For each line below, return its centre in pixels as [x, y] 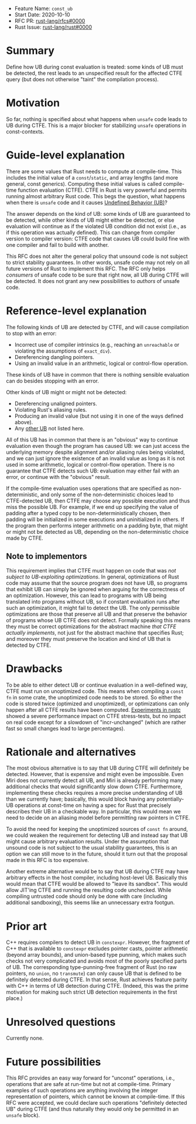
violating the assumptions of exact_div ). [63, 351]
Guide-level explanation [66, 155]
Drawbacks [34, 668]
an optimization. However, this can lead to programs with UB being [86, 595]
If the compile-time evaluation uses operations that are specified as [87, 488]
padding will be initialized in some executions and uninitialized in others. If [95, 519]
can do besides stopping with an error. [53, 381]
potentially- [170, 799]
